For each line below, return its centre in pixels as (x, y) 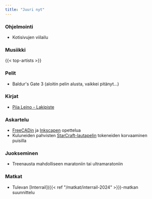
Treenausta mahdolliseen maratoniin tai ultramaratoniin (67, 164)
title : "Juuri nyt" (25, 10)
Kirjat (12, 97)
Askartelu (17, 119)
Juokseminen (22, 153)
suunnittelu (23, 192)
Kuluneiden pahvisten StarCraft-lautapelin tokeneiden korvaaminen (80, 136)
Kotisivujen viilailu (30, 37)
